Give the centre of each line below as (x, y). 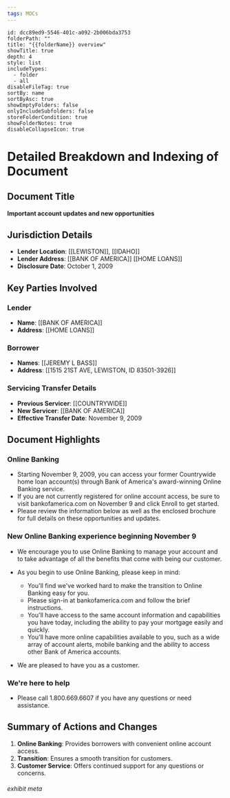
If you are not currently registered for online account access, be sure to (118, 496)
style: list (24, 63)
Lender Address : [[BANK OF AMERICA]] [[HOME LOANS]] (100, 259)
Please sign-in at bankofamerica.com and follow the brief (109, 600)
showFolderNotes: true (40, 123)
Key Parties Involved (52, 288)
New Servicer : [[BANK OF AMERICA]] (71, 410)
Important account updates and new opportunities (81, 213)
